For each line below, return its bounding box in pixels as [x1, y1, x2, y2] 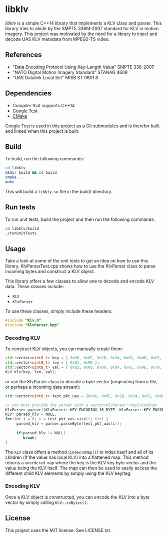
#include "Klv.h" [5, 318, 41, 323]
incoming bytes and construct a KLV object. [5, 268, 95, 275]
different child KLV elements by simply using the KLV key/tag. [5, 470, 131, 476]
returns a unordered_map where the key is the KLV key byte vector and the [5, 459, 156, 465]
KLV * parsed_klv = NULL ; [5, 412, 57, 417]
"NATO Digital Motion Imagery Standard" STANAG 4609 [12, 69, 128, 75]
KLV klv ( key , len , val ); [5, 369, 57, 374]
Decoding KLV [5, 334, 41, 341]
